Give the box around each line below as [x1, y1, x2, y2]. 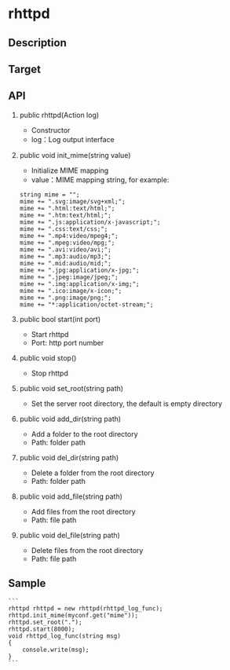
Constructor [31, 125, 71, 134]
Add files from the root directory [31, 507, 136, 516]
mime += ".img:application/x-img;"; [19, 280, 140, 287]
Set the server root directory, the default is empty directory [31, 398, 222, 408]
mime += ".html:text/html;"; [19, 204, 115, 212]
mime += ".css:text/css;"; [19, 225, 108, 232]
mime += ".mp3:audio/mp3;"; [19, 252, 111, 260]
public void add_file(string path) [19, 492, 123, 501]
